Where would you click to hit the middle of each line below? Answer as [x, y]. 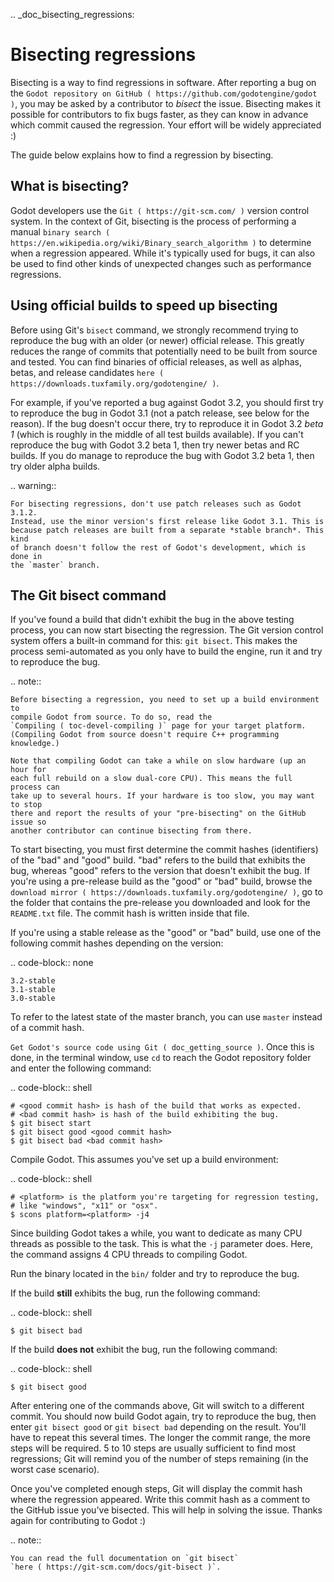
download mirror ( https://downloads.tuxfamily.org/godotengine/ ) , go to [166, 892]
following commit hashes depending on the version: [117, 943]
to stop [26, 805]
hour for [28, 770]
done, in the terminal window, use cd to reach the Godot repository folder [161, 1058]
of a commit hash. [47, 1028]
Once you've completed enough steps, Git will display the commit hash [156, 1489]
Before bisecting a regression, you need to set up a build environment [165, 700]
